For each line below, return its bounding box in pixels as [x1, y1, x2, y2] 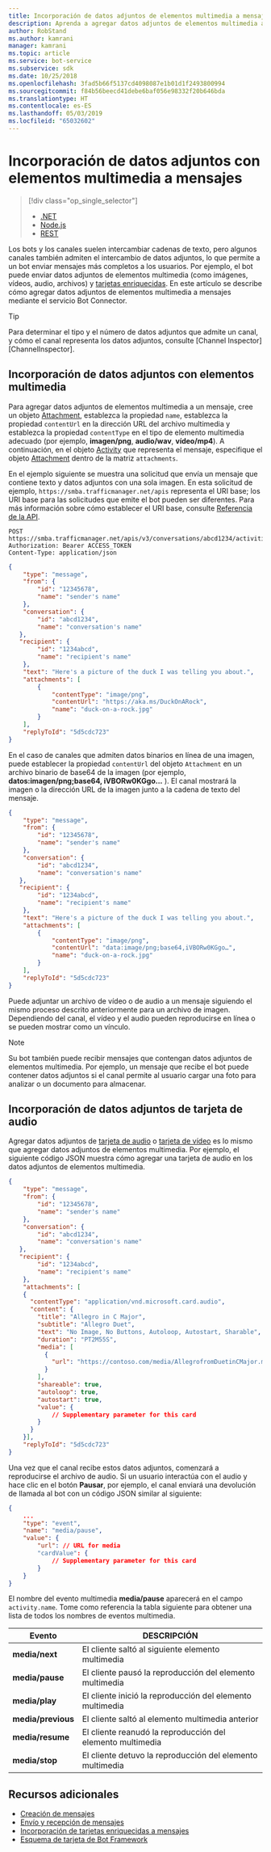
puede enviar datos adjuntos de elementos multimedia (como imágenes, [8, 270, 248, 280]
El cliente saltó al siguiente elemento [81, 1644, 220, 1655]
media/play [12, 1695, 57, 1707]
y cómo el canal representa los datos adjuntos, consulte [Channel [8, 335, 227, 345]
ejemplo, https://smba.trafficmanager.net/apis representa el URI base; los [8, 486, 261, 495]
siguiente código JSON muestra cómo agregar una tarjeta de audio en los [8, 1153, 253, 1164]
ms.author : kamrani [8, 34, 74, 43]
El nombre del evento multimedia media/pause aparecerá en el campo [8, 1593, 244, 1604]
